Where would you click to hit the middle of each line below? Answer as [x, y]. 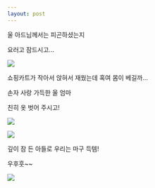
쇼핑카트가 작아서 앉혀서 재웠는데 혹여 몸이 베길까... [78, 77]
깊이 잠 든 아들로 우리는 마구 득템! [53, 149]
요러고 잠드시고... [31, 49]
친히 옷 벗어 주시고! [33, 107]
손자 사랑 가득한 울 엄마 [39, 93]
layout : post [26, 14]
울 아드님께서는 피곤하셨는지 [46, 34]
